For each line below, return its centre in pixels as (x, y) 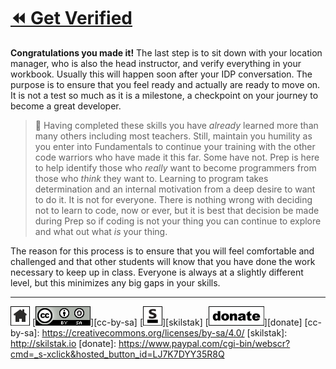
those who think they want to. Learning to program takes (151, 178)
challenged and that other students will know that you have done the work (163, 261)
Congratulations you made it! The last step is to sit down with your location (166, 52)
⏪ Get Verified (71, 18)
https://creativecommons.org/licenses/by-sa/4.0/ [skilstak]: (164, 332)
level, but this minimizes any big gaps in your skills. (115, 282)
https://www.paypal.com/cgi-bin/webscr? (204, 343)
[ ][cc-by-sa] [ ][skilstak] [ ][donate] (167, 322)
